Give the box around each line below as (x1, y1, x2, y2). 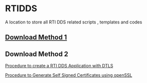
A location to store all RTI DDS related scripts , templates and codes (5, 19, 143, 25)
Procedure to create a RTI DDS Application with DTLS (5, 63, 114, 69)
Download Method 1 (5, 33, 67, 41)
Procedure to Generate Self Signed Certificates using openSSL (5, 72, 133, 78)
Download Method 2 (5, 50, 69, 58)
